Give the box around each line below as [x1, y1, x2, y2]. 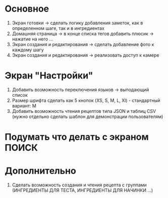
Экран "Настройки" [5, 70, 93, 82]
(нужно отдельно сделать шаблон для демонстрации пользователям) [12, 113, 163, 120]
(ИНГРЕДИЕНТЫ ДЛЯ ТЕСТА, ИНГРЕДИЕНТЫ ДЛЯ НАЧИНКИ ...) [12, 187, 153, 193]
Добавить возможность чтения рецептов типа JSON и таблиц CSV [12, 108, 156, 114]
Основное [5, 3, 49, 15]
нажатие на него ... [12, 36, 53, 42]
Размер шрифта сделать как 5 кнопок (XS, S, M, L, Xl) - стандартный [12, 97, 160, 103]
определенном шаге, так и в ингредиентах [12, 25, 104, 31]
